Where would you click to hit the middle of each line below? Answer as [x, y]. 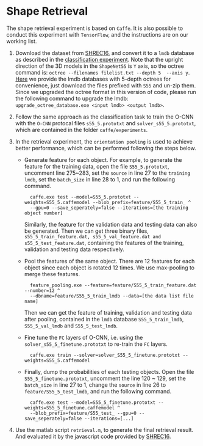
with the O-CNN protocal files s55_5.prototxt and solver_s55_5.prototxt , [105, 123]
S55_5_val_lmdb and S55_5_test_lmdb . [71, 326]
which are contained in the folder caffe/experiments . [81, 130]
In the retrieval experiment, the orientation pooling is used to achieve [104, 141]
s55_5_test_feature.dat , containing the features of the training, [104, 243]
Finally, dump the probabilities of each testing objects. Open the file [109, 371]
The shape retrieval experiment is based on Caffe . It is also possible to [95, 28]
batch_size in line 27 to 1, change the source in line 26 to [95, 385]
